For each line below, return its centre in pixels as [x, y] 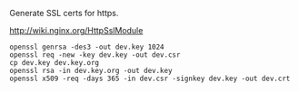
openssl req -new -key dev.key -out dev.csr [95, 55]
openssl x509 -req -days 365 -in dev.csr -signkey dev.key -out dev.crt [150, 78]
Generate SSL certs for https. [64, 13]
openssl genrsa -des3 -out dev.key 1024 [87, 47]
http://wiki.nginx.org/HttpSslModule [76, 30]
